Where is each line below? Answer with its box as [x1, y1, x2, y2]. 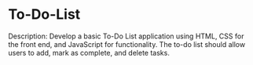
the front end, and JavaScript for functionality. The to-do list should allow [8, 39, 246, 49]
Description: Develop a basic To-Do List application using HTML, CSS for [8, 31, 244, 41]
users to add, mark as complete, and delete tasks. [8, 48, 170, 57]
